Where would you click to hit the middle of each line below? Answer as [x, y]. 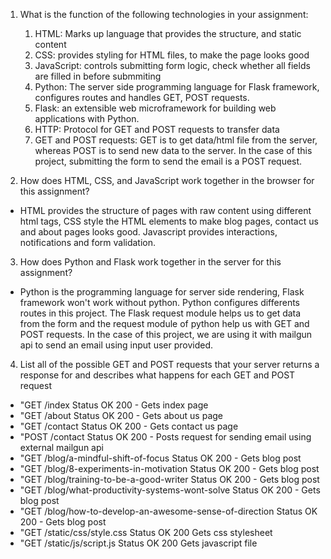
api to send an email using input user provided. [116, 345]
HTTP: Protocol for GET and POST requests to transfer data [157, 129]
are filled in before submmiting [98, 76]
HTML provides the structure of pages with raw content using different [165, 210]
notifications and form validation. [88, 242]
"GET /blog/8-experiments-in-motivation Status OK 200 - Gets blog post [169, 468]
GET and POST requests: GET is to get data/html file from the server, [176, 140]
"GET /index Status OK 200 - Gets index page [114, 405]
